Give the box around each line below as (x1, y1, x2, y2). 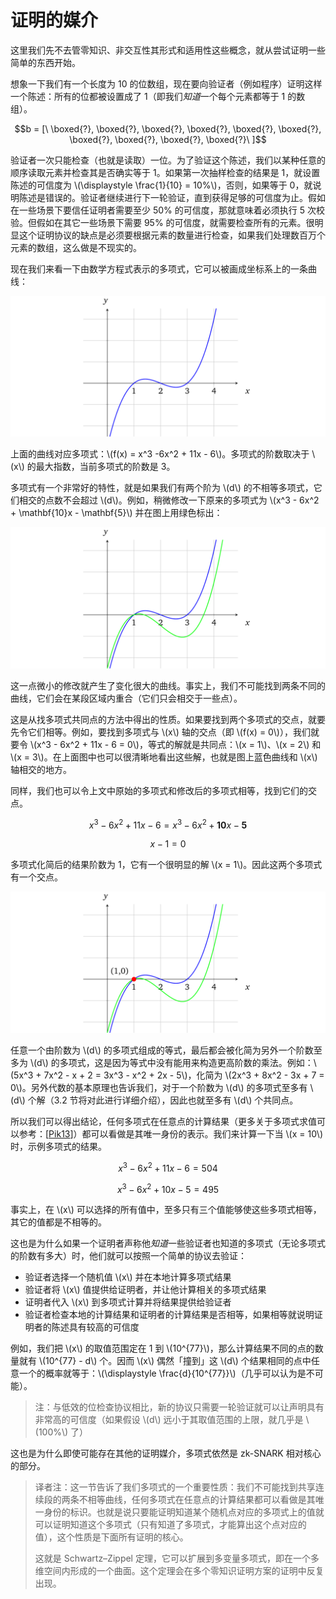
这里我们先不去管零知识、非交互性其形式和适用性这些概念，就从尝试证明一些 (10, 44, 326, 56)
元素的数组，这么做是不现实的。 (10, 241, 142, 253)
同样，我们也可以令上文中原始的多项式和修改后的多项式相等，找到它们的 (10, 784, 308, 796)
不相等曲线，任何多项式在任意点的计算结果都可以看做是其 (78, 1494, 316, 1506)
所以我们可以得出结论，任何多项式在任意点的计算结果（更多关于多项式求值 (10, 1115, 317, 1127)
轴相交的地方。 (10, 763, 72, 775)
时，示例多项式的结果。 (10, 1140, 107, 1152)
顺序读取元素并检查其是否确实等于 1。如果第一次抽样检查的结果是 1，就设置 (10, 166, 321, 178)
